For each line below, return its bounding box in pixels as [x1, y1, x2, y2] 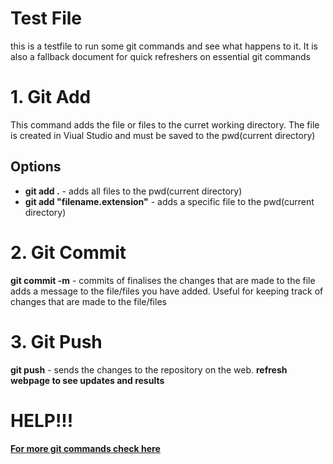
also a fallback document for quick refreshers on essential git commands [10, 50, 311, 62]
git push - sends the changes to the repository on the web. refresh [10, 363, 288, 376]
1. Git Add [10, 86, 92, 109]
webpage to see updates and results [10, 374, 165, 386]
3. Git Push [10, 330, 103, 353]
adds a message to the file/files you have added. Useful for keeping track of [10, 285, 324, 297]
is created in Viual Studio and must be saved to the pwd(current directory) [10, 129, 316, 141]
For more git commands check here [10, 442, 161, 454]
